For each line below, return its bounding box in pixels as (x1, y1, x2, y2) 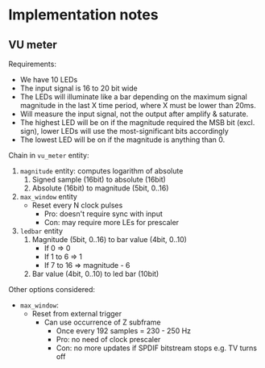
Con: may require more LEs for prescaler (43, 218, 180, 227)
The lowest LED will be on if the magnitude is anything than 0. (19, 135, 226, 144)
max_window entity (19, 192, 78, 201)
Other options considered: (8, 285, 95, 294)
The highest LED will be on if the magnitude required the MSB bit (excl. (19, 118, 255, 127)
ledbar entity (19, 226, 63, 236)
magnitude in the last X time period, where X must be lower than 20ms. (19, 101, 256, 110)
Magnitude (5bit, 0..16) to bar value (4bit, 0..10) (31, 235, 188, 244)
